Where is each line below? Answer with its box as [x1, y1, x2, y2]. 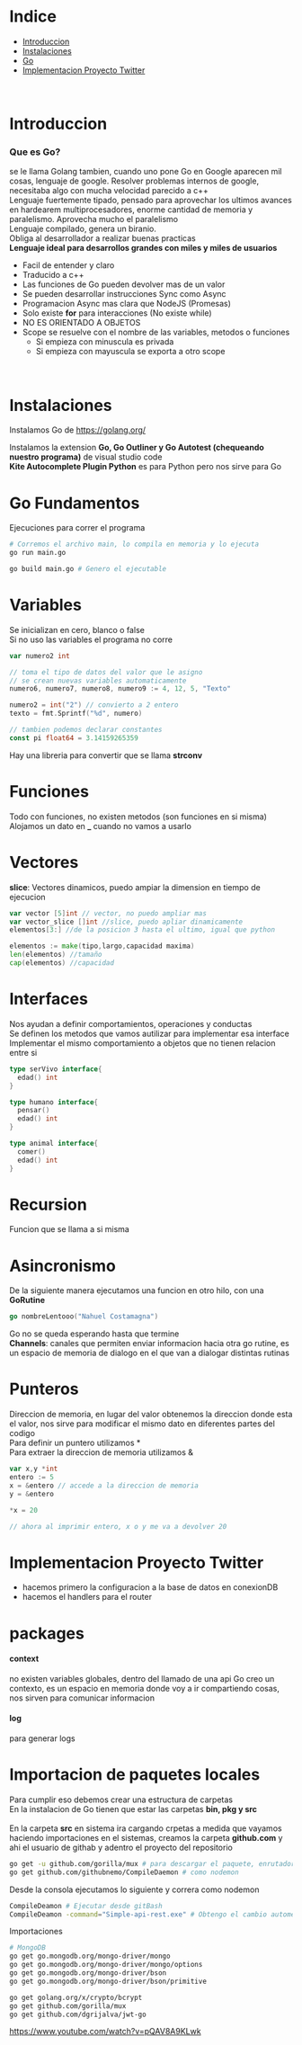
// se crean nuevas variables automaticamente [9, 676, 187, 685]
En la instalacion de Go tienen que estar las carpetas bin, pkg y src [9, 1803, 258, 1814]
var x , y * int [9, 1464, 58, 1474]
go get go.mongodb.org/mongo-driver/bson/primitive [9, 1977, 207, 1986]
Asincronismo [9, 1255, 117, 1276]
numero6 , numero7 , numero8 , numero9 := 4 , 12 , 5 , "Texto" [9, 684, 231, 693]
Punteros [9, 1379, 79, 1399]
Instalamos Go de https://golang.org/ [9, 424, 147, 435]
